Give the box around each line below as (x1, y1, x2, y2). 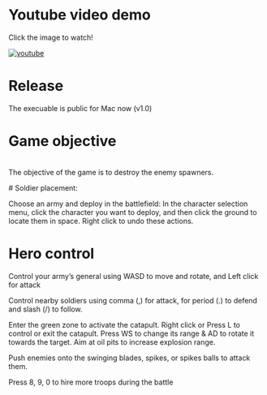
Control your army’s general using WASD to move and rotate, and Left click (8, 271, 259, 281)
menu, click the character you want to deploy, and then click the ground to (8, 207, 257, 217)
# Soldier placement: (8, 182, 79, 192)
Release (8, 77, 63, 95)
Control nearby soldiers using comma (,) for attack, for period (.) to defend (8, 295, 258, 305)
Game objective (8, 132, 117, 151)
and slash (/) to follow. (8, 304, 83, 314)
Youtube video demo (8, 6, 152, 24)
